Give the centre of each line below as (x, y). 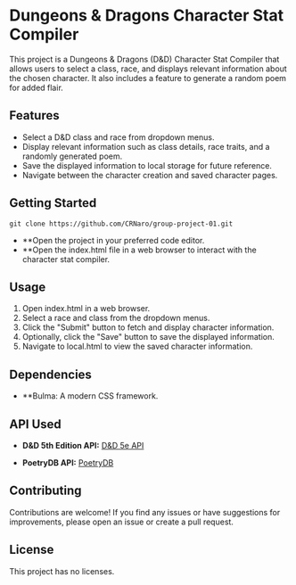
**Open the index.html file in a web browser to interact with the (139, 250)
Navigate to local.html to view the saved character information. (137, 346)
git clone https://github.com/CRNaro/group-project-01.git (121, 224)
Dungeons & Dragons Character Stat (146, 16)
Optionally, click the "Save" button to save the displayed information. (148, 337)
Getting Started (53, 203)
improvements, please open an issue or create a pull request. (122, 522)
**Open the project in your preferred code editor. (113, 240)
